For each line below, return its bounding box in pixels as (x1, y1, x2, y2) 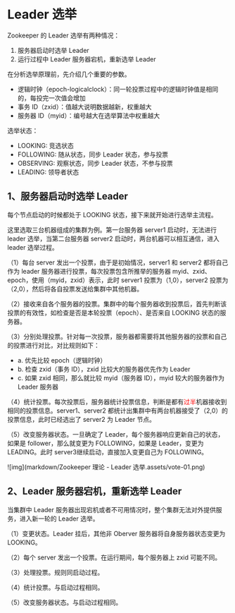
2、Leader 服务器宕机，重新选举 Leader (7, 485, 182, 497)
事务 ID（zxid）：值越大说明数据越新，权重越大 (17, 102, 152, 111)
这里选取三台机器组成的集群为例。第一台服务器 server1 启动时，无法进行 (7, 225, 217, 233)
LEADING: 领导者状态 (17, 167, 80, 176)
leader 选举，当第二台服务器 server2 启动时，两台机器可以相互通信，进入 (7, 234, 220, 243)
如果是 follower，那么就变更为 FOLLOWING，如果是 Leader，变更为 (7, 439, 204, 447)
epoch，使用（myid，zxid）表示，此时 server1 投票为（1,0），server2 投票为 (7, 276, 229, 284)
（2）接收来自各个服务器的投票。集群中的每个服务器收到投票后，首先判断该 (7, 299, 227, 308)
